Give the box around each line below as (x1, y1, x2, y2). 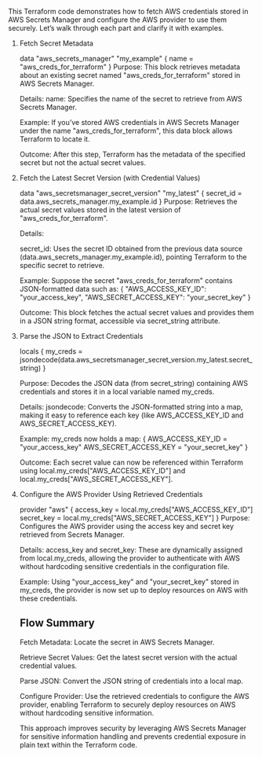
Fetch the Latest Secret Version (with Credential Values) (19, 173, 201, 182)
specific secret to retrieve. (19, 261, 105, 270)
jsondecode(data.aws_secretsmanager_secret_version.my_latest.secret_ (19, 355, 253, 364)
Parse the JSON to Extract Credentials (19, 332, 144, 340)
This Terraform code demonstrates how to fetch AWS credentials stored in (8, 7, 249, 16)
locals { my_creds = (19, 347, 83, 356)
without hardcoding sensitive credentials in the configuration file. (19, 562, 230, 571)
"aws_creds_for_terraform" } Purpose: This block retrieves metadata (19, 62, 241, 72)
